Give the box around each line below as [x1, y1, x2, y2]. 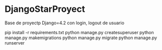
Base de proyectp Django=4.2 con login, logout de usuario [4, 20, 125, 26]
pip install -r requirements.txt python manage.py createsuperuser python [4, 29, 155, 35]
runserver [4, 40, 25, 46]
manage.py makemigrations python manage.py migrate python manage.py [4, 35, 158, 41]
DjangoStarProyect [4, 3, 85, 15]
